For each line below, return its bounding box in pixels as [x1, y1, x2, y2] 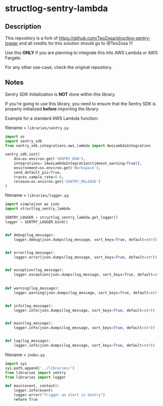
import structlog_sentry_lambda [5, 206, 70, 212]
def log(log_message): [5, 338, 51, 343]
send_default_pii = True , [14, 170, 62, 175]
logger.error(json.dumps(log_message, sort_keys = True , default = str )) [14, 255, 158, 260]
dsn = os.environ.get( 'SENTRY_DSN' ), [14, 157, 86, 161]
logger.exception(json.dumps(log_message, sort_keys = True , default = [14, 272, 155, 277]
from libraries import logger [5, 375, 66, 380]
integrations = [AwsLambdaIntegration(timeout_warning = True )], [14, 161, 142, 166]
